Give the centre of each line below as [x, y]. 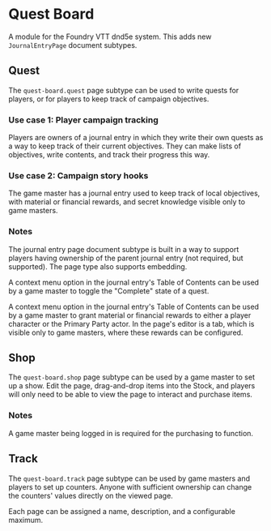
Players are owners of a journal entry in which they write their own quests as [136, 138]
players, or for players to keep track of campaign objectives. [109, 99]
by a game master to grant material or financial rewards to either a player [130, 315]
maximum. [25, 520]
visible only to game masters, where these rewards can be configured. [126, 332]
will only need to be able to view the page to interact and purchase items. [131, 395]
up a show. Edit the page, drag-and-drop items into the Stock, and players [132, 386]
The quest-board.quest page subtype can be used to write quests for [124, 90]
